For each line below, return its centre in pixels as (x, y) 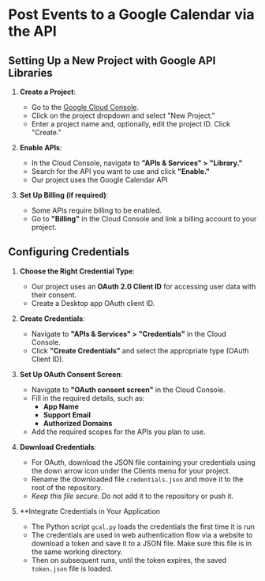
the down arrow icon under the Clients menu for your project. (131, 470)
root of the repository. (67, 487)
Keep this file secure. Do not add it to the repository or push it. (132, 496)
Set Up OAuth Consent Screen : (71, 374)
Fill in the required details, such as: (88, 398)
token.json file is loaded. (72, 568)
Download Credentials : (58, 447)
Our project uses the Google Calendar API (99, 180)
